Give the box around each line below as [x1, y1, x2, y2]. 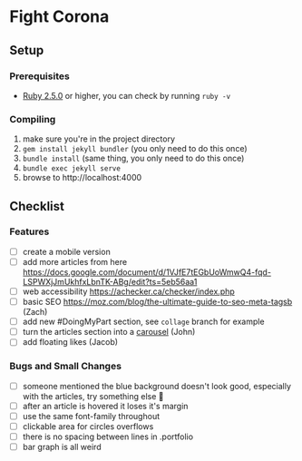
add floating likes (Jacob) [22, 337, 119, 348]
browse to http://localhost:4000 [22, 172, 142, 183]
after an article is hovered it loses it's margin [22, 400, 189, 411]
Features [9, 225, 50, 238]
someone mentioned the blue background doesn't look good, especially [22, 380, 292, 391]
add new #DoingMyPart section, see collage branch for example [22, 316, 265, 328]
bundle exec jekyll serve [22, 164, 121, 173]
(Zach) [22, 307, 48, 318]
